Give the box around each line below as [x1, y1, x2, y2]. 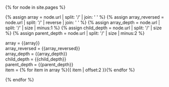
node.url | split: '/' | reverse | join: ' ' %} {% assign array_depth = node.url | [5, 20, 160, 25]
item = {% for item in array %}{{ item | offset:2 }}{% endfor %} [5, 67, 135, 73]
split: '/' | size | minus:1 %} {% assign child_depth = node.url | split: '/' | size [5, 25, 162, 31]
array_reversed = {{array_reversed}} [5, 46, 80, 51]
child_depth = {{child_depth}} [5, 56, 67, 62]
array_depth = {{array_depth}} [5, 51, 68, 57]
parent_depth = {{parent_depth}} [5, 62, 74, 67]
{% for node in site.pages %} [5, 5, 66, 10]
